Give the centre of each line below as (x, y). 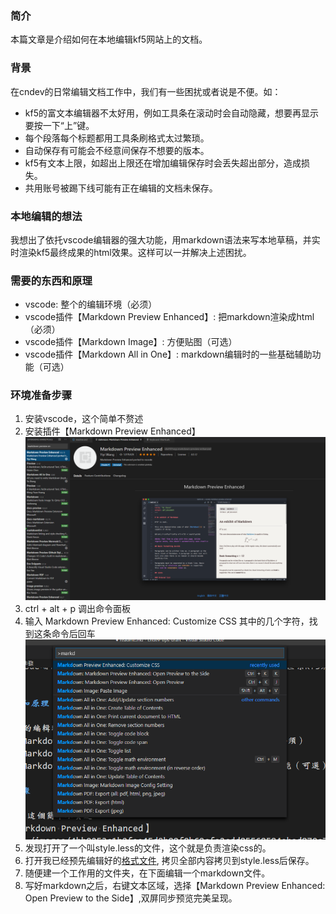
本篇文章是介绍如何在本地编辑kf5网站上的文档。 (109, 39)
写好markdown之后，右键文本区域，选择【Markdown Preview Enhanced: (175, 885)
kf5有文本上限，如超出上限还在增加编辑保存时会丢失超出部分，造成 (163, 163)
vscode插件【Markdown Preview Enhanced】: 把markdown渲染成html (169, 317)
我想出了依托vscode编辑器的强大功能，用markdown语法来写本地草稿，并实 (165, 239)
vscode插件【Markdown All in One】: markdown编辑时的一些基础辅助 (168, 354)
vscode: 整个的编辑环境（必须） (91, 304)
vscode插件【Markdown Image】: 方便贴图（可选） (131, 342)
